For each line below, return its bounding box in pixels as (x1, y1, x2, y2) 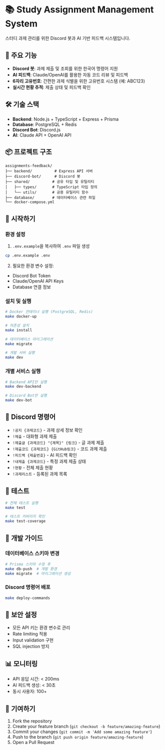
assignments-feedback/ (5, 163, 52, 168)
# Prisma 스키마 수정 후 (5, 561, 51, 566)
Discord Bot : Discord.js (12, 126, 61, 132)
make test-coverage (5, 518, 46, 524)
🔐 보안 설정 (5, 610, 37, 619)
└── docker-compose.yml (5, 199, 55, 205)
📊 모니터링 (5, 659, 38, 668)
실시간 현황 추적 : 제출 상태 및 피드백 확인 (12, 84, 91, 90)
